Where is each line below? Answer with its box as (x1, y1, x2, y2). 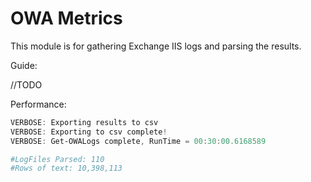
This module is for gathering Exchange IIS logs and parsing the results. (10, 40, 302, 52)
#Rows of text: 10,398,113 (10, 163, 123, 174)
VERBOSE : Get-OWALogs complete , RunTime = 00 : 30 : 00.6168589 (10, 136, 267, 146)
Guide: (10, 59, 38, 71)
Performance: (10, 98, 67, 110)
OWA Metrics (10, 7, 123, 30)
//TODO (10, 78, 43, 91)
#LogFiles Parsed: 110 (10, 154, 105, 164)
